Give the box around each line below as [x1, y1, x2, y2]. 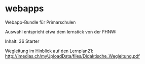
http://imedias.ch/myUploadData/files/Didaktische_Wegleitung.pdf [5, 53, 140, 59]
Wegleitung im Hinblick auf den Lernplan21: [5, 48, 94, 54]
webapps [5, 3, 44, 14]
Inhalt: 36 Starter [5, 38, 39, 44]
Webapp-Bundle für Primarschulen [5, 19, 76, 25]
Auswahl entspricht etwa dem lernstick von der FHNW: [5, 29, 117, 34]
